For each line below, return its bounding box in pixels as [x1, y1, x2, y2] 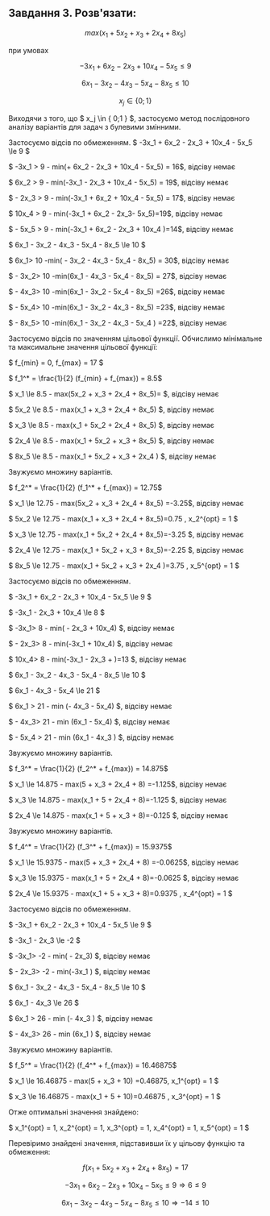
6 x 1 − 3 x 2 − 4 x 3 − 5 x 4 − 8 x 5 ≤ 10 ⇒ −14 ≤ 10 [61, 1197, 210, 1210]
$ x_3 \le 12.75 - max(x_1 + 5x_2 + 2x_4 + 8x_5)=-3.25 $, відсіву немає [8, 529, 244, 539]
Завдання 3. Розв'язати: [8, 6, 137, 20]
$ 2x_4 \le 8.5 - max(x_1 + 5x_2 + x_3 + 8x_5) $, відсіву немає [8, 436, 215, 446]
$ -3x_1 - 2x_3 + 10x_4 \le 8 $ [8, 608, 105, 617]
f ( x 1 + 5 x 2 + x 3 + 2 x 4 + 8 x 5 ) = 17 [81, 1163, 189, 1174]
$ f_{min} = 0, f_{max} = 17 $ [8, 358, 104, 367]
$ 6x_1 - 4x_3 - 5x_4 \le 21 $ [8, 686, 101, 695]
